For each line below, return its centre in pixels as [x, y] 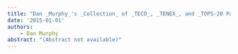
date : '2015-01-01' [36, 20]
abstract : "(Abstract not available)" [64, 40]
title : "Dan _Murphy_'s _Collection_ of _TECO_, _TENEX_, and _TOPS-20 [115, 14]
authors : [20, 27]
